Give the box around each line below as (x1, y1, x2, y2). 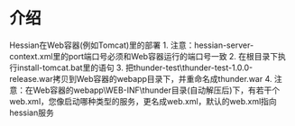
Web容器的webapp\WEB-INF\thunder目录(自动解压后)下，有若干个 (32, 85, 281, 95)
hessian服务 (9, 107, 54, 118)
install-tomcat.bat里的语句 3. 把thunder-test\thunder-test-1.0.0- (16, 62, 254, 73)
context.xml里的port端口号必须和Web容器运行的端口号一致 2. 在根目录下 (9, 50, 279, 61)
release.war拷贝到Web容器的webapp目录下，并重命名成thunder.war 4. (9, 73, 272, 84)
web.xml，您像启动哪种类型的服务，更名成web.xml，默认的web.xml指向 (9, 95, 277, 106)
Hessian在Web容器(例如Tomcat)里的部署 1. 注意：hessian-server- (9, 40, 254, 50)
